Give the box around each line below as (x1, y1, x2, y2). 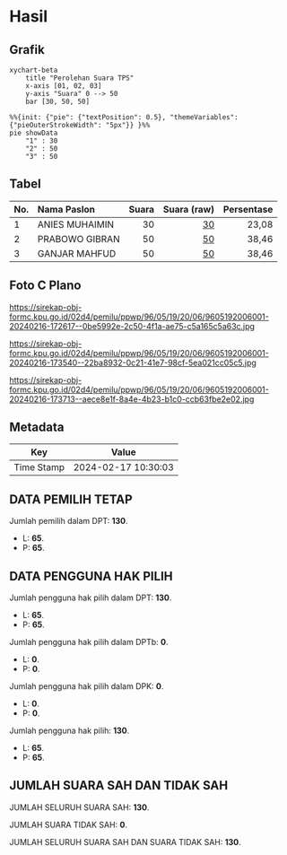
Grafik (9, 42, 45, 57)
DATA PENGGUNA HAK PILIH (9, 568, 173, 584)
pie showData (9, 128, 58, 137)
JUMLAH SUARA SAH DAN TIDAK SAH (9, 778, 229, 793)
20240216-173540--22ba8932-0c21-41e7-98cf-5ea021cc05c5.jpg (9, 357, 257, 368)
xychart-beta (9, 65, 58, 74)
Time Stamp (13, 461, 65, 474)
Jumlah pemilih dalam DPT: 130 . (9, 516, 128, 527)
